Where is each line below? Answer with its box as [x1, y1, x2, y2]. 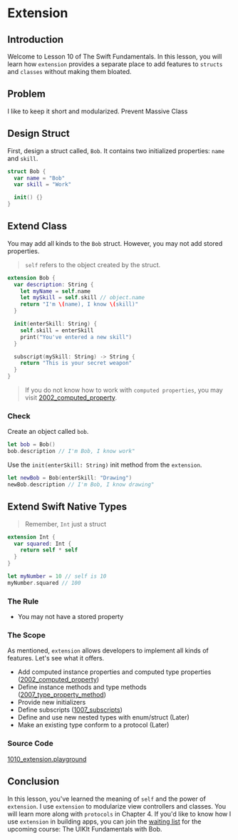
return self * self [20, 546, 78, 554]
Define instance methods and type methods [17, 683, 148, 692]
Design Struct [7, 128, 70, 140]
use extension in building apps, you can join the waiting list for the [7, 817, 202, 826]
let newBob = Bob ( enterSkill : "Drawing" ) [7, 475, 133, 482]
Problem [7, 88, 46, 100]
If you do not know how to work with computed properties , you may [24, 386, 223, 395]
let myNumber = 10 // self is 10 [7, 573, 107, 580]
